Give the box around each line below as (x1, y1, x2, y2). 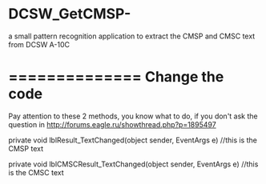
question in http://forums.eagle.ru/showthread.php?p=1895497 (8, 119, 216, 129)
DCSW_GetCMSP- (8, 5, 131, 23)
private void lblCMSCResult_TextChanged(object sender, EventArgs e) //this (8, 159, 259, 169)
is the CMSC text (8, 167, 64, 177)
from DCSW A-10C (8, 39, 71, 49)
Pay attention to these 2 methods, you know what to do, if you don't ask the (8, 111, 258, 121)
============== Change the (8, 68, 224, 86)
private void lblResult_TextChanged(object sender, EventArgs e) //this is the (8, 135, 258, 145)
